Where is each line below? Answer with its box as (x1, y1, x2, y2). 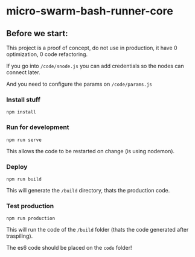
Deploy (6, 162, 28, 171)
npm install (6, 109, 36, 115)
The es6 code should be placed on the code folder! (6, 244, 132, 252)
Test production (6, 201, 54, 210)
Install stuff (6, 95, 40, 104)
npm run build (6, 176, 42, 182)
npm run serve (6, 137, 42, 143)
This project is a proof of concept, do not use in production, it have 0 (6, 44, 177, 51)
